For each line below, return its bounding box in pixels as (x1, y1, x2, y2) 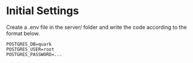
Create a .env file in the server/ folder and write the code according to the (6, 24, 187, 31)
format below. (6, 29, 41, 37)
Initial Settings (6, 4, 79, 18)
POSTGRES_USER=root (6, 46, 55, 52)
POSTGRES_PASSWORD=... (6, 51, 63, 57)
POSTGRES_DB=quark (6, 41, 52, 47)
